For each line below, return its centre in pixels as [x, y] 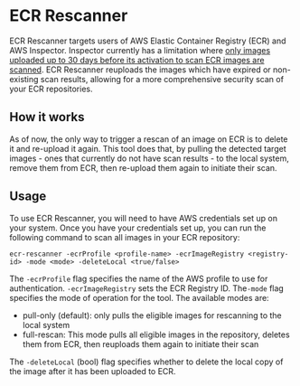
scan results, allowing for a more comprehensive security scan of [162, 79]
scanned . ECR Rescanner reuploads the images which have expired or [140, 70]
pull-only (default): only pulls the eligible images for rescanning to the [152, 315]
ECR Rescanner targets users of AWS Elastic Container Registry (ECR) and [148, 41]
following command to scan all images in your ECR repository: [125, 237]
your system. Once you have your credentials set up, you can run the [138, 228]
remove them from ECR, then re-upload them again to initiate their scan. [143, 167]
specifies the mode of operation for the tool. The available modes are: [139, 297]
